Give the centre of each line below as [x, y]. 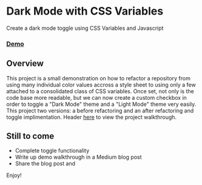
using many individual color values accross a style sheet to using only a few [101, 85]
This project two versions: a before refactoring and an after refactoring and [100, 110]
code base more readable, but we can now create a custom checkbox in [96, 97]
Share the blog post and [45, 164]
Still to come [30, 136]
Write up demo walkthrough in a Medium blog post [78, 157]
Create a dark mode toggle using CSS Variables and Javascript [85, 28]
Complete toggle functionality [52, 151]
